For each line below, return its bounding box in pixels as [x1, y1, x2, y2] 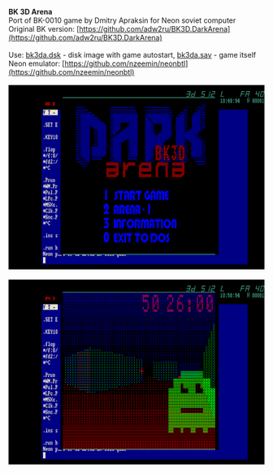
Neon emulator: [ [8, 59, 65, 68]
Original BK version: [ [8, 24, 80, 33]
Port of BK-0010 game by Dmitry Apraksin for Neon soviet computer [8, 15, 236, 25]
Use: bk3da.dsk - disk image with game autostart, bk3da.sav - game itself [8, 50, 257, 59]
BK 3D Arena [8, 7, 53, 16]
